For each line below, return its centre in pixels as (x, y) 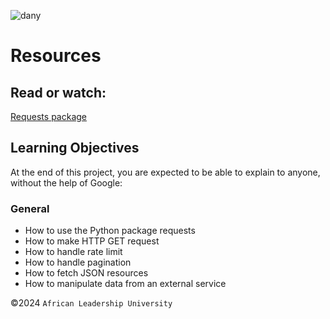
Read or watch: (58, 92)
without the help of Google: (66, 182)
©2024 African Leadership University (91, 303)
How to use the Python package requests (110, 231)
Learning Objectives (75, 148)
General (30, 208)
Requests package (49, 116)
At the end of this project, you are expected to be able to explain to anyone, (165, 172)
